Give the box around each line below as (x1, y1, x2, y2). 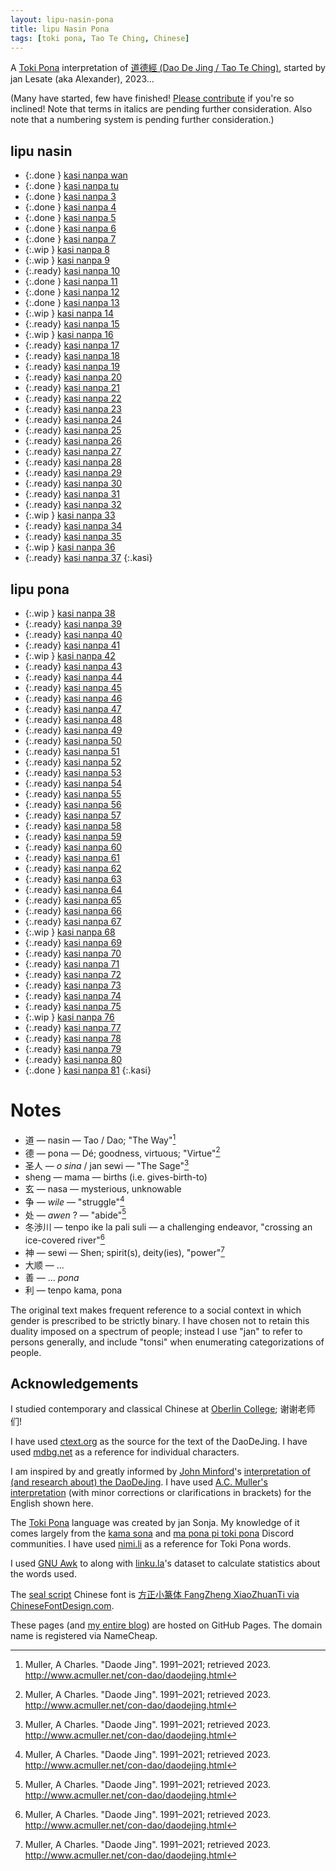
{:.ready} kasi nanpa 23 (24, 403, 122, 415)
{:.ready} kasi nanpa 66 (24, 905, 122, 916)
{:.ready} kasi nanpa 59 (24, 831, 122, 842)
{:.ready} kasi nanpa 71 (24, 958, 120, 970)
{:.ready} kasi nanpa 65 (24, 894, 122, 906)
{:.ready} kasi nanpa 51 (24, 746, 120, 757)
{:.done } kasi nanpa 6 (24, 222, 117, 235)
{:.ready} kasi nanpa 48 (24, 714, 123, 725)
